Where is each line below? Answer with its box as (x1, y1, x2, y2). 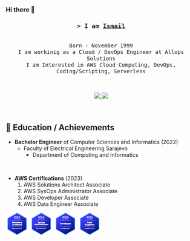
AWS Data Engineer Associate (23, 200, 99, 208)
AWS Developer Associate (23, 194, 89, 202)
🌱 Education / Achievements (5, 122, 115, 133)
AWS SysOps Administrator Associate (23, 188, 118, 195)
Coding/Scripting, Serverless (56, 68, 146, 75)
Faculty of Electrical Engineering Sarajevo (23, 145, 128, 152)
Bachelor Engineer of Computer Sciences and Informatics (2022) (14, 139, 179, 146)
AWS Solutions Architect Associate (23, 181, 111, 188)
